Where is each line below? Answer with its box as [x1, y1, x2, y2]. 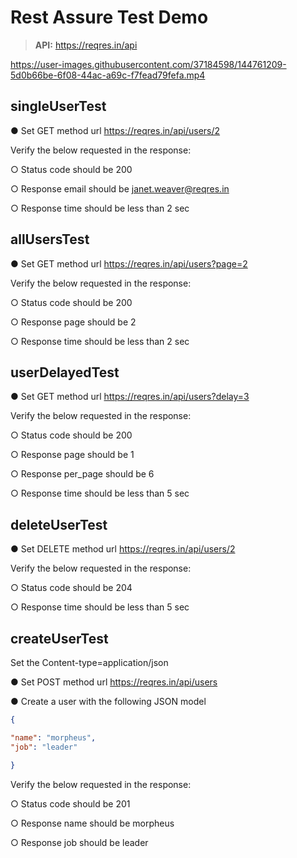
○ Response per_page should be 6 [10, 468, 155, 480]
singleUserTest [10, 98, 107, 115]
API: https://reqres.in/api [34, 39, 138, 51]
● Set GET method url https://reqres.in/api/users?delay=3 [10, 391, 250, 403]
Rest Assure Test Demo [10, 6, 209, 29]
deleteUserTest [10, 516, 108, 533]
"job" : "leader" [10, 742, 78, 752]
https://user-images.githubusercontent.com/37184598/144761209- [10, 58, 287, 70]
